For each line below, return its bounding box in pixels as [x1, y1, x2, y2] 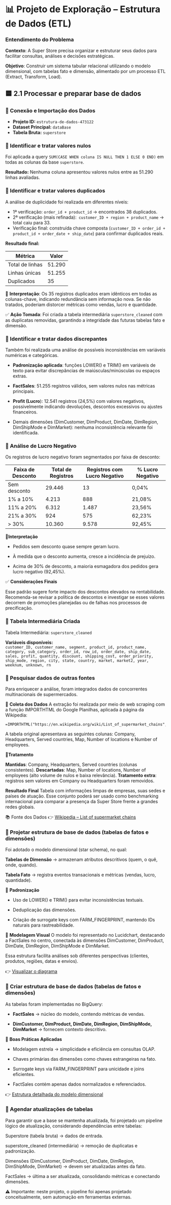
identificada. [12, 430, 39, 436]
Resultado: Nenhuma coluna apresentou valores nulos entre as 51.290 [5, 169, 154, 175]
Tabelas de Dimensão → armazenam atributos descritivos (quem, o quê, [5, 857, 158, 863]
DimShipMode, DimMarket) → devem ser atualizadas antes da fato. [5, 1163, 146, 1169]
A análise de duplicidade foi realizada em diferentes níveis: [5, 199, 129, 205]
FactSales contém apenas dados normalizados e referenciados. [12, 1081, 147, 1087]
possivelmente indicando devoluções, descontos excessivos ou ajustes [12, 403, 163, 410]
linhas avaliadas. [5, 174, 40, 181]
